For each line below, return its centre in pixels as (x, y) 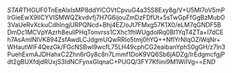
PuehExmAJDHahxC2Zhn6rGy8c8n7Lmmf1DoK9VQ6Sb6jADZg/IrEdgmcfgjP (116, 54)
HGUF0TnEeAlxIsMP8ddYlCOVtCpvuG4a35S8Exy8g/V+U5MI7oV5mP (126, 10)
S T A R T (17, 10)
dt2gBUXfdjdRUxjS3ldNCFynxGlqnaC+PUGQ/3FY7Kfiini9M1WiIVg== (105, 62)
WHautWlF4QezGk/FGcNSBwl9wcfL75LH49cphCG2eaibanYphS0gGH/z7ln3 (116, 47)
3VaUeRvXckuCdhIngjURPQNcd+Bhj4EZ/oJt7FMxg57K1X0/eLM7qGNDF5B (114, 25)
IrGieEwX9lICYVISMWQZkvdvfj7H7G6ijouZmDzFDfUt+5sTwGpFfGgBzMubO (116, 17)
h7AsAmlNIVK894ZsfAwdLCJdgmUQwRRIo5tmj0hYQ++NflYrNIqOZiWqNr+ (114, 40)
